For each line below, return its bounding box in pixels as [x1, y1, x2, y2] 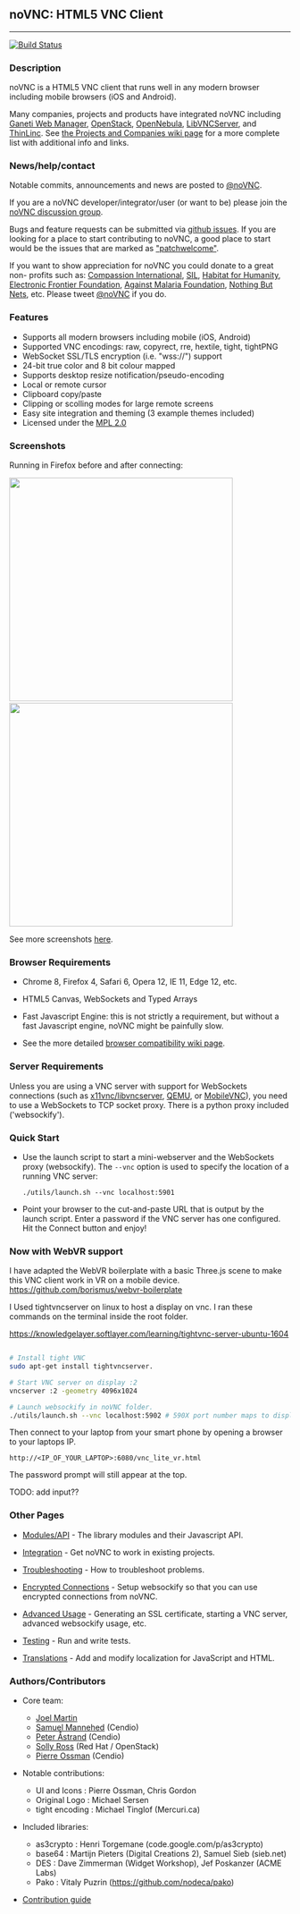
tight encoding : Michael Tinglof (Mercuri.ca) [35, 1804, 201, 1815]
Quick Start [9, 1131, 60, 1144]
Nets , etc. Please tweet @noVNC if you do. [9, 289, 167, 300]
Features [9, 311, 49, 324]
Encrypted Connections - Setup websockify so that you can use [21, 1581, 258, 1592]
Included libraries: [21, 1822, 89, 1833]
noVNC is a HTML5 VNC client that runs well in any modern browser [9, 82, 261, 93]
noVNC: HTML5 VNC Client [9, 7, 163, 22]
